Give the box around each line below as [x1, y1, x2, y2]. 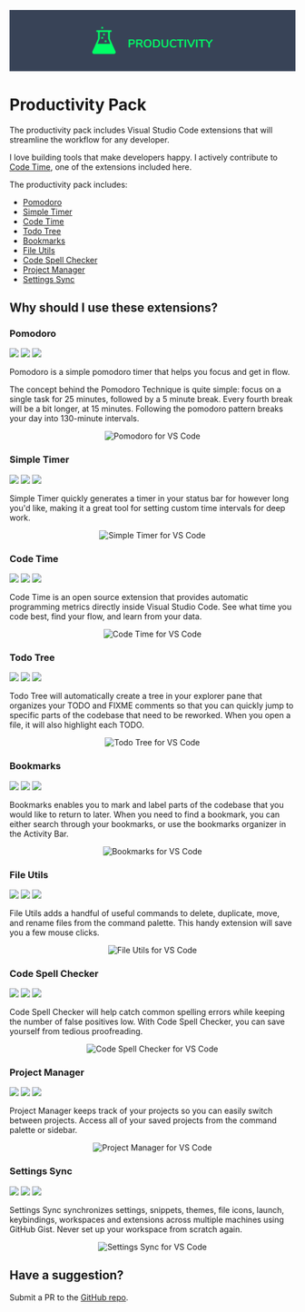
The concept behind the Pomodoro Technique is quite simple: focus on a [9, 384, 281, 395]
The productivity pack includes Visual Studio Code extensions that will [9, 124, 273, 135]
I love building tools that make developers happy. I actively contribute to [9, 152, 279, 163]
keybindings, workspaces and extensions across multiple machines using [9, 1214, 284, 1225]
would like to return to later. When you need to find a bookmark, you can [9, 809, 280, 820]
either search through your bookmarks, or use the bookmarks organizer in [9, 818, 287, 829]
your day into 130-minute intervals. [9, 413, 140, 424]
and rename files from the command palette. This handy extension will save [9, 917, 292, 928]
